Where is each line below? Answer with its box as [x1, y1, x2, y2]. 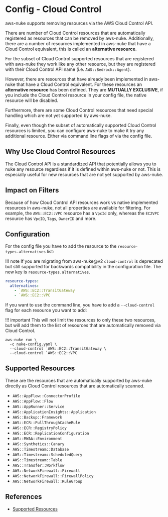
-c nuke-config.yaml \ [10, 342, 57, 347]
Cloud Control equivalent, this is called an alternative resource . [5, 46, 137, 52]
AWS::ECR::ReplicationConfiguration [12, 431, 89, 436]
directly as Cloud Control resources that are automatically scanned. [5, 383, 144, 389]
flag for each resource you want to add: [5, 307, 87, 313]
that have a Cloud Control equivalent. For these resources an [17, 81, 142, 87]
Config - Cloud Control [5, 4, 102, 15]
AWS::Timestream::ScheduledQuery [12, 452, 83, 457]
